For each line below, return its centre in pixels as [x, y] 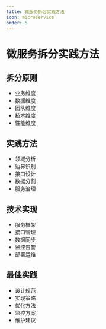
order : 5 [17, 23]
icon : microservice [30, 17]
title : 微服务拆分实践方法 [36, 12]
